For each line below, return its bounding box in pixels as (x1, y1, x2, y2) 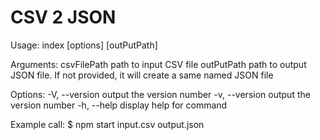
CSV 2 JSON (10, 6, 117, 29)
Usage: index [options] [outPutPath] (10, 39, 158, 51)
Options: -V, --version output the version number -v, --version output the (10, 88, 311, 100)
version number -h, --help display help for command (10, 99, 228, 111)
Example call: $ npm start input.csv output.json (10, 118, 205, 130)
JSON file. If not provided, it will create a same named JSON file (10, 69, 274, 81)
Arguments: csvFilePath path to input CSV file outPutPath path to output (10, 58, 307, 70)
